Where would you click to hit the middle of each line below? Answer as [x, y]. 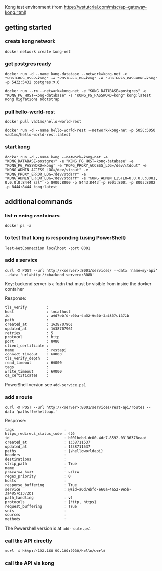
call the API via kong [30, 563]
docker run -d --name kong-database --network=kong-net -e [66, 74]
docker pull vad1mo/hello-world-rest [43, 122]
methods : [36, 519]
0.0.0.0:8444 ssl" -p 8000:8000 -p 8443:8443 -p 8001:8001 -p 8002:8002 [80, 182]
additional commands [39, 202]
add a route [19, 397]
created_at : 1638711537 [48, 443]
